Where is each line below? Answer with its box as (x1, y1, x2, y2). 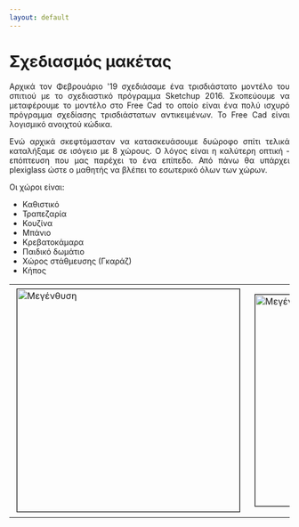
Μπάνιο (21, 227, 52, 238)
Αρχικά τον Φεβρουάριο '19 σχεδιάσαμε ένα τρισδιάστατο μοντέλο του (9, 81, 290, 92)
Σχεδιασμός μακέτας (9, 51, 172, 71)
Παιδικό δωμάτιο (21, 246, 85, 256)
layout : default (9, 12, 69, 22)
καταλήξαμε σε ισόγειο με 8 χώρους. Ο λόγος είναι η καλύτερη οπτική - (9, 145, 290, 156)
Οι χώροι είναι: (9, 182, 65, 192)
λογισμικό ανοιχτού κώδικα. (9, 118, 113, 129)
